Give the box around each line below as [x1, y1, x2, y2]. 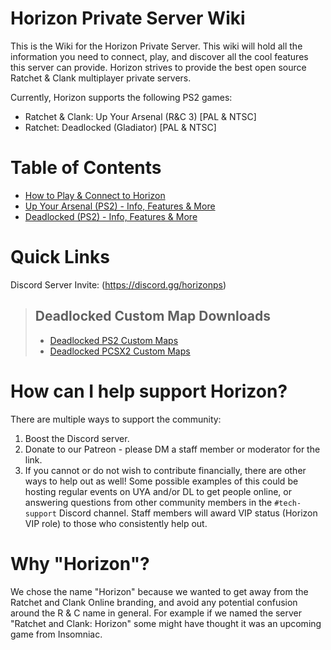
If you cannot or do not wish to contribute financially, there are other [24, 464, 307, 476]
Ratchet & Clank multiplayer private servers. [10, 72, 192, 84]
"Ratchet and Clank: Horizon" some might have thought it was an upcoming [10, 617, 322, 629]
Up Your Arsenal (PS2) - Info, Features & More [24, 200, 216, 212]
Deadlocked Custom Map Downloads [34, 308, 271, 325]
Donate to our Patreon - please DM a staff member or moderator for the [24, 443, 321, 455]
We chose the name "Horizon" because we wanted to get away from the [10, 585, 309, 597]
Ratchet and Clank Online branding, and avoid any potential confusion [10, 596, 298, 608]
